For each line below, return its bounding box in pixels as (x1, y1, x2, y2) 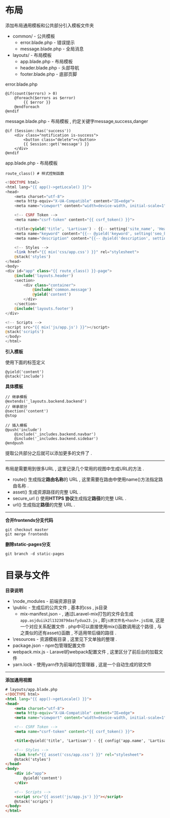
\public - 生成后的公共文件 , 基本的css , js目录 (12, 604, 108, 610)
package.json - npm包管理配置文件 (12, 642, 86, 648)
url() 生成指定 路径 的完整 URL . (12, 502, 75, 508)
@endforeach (14, 104, 39, 109)
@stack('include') (5, 374, 44, 379)
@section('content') (5, 408, 49, 414)
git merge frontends (5, 532, 49, 537)
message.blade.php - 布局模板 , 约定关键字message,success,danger (5, 118, 148, 124)
